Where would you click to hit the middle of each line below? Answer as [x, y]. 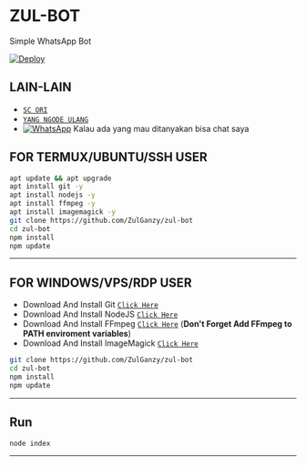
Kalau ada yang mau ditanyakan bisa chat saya [161, 128]
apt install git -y [46, 187]
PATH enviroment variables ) [77, 334]
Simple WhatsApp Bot [51, 41]
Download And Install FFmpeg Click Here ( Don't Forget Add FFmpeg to [158, 324]
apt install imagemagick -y [63, 212]
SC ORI [35, 110]
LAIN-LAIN [41, 87]
